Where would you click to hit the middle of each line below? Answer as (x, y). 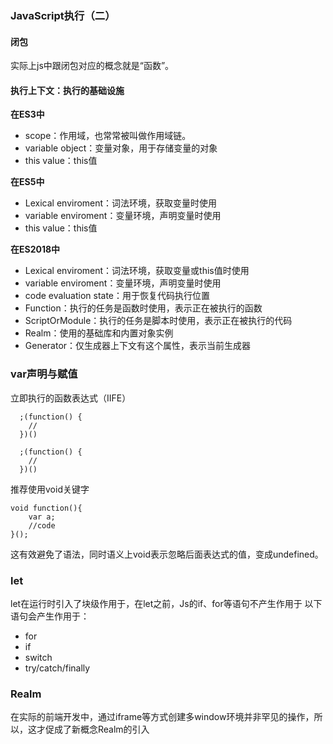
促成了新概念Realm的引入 (97, 729)
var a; (42, 517)
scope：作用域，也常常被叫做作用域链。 (108, 136)
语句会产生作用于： (50, 616)
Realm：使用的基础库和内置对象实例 (99, 333)
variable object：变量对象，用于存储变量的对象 (121, 148)
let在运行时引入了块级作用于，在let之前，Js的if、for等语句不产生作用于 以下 (166, 603)
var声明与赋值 (44, 374)
